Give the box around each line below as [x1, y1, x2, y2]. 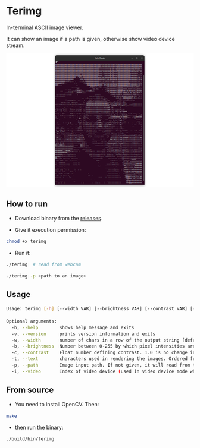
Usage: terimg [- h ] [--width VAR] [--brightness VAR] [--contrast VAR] [6, 306, 187, 312]
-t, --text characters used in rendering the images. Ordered [11, 356, 187, 362]
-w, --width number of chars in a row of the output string [11, 337, 180, 343]
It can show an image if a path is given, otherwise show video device [6, 35, 176, 42]
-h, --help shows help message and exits [11, 324, 135, 330]
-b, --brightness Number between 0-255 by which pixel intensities [11, 343, 185, 349]
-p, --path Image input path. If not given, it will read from [11, 362, 190, 368]
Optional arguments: [6, 318, 58, 324]
